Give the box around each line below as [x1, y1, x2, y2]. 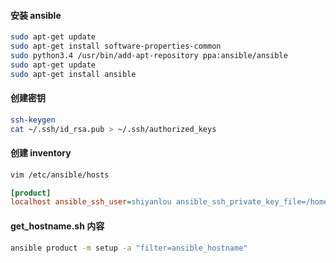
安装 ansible [10, 9, 62, 21]
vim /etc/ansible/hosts [10, 170, 110, 180]
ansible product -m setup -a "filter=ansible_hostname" [10, 243, 248, 253]
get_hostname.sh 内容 [10, 220, 105, 232]
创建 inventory [10, 147, 72, 159]
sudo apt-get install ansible [10, 69, 137, 79]
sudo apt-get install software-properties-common [10, 41, 222, 52]
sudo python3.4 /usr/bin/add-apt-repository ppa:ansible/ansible [10, 50, 288, 60]
